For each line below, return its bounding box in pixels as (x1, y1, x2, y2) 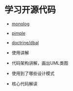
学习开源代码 (4, 4, 56, 16)
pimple (11, 30, 26, 36)
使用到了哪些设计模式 (11, 70, 55, 76)
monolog (11, 20, 30, 27)
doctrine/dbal (11, 39, 39, 45)
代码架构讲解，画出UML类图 (11, 60, 69, 66)
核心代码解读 (11, 81, 37, 87)
